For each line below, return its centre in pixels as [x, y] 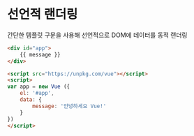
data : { [31, 100]
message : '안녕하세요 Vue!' [69, 106]
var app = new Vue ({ [39, 87]
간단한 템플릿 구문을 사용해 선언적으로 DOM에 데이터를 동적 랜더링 [97, 35]
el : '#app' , [37, 93]
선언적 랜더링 [43, 14]
